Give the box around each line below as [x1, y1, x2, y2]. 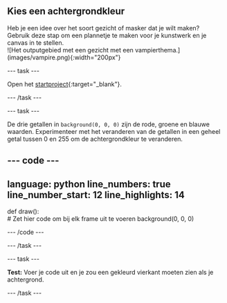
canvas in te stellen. [7, 38, 64, 47]
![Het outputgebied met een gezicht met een [7, 46, 134, 54]
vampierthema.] [134, 46, 181, 54]
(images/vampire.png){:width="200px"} [7, 53, 121, 61]
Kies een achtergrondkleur [7, 6, 125, 17]
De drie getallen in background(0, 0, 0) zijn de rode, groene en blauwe [7, 120, 210, 128]
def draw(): [7, 207, 39, 216]
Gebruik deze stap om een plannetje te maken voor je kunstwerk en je [7, 31, 207, 39]
